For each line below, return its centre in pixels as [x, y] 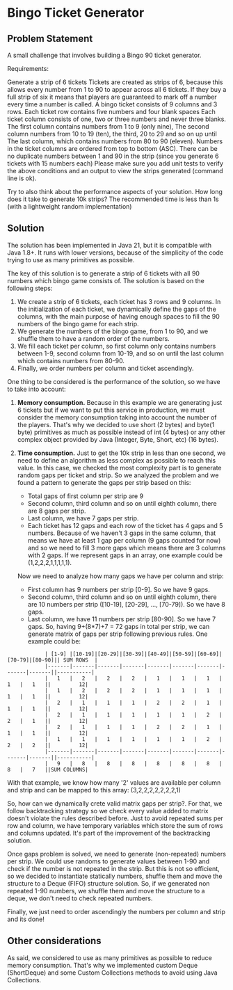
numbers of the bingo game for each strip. [78, 324]
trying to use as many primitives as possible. [71, 260]
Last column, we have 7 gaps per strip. [83, 518]
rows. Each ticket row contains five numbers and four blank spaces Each [111, 112]
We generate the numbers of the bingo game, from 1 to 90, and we [113, 331]
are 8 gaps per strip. [57, 511]
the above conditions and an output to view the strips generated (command [115, 171]
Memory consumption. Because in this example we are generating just [120, 402]
